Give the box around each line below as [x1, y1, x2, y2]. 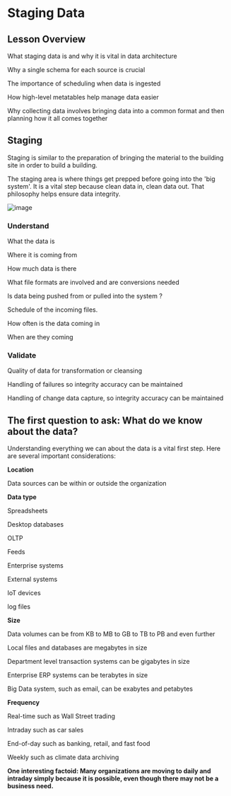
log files [7, 602, 30, 611]
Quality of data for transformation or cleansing [7, 366, 143, 375]
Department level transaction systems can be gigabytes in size [7, 657, 190, 666]
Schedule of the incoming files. [7, 305, 98, 314]
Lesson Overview [7, 33, 86, 45]
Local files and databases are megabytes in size [7, 643, 148, 652]
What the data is [7, 237, 55, 245]
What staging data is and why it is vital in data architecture [7, 52, 178, 60]
